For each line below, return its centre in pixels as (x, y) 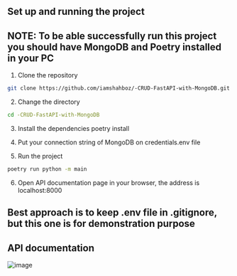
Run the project (40, 156)
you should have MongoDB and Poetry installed (115, 47)
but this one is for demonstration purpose (101, 224)
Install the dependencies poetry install (73, 128)
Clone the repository (48, 75)
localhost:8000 (40, 190)
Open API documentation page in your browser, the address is (109, 182)
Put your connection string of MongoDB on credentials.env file (109, 142)
